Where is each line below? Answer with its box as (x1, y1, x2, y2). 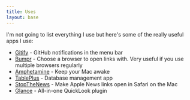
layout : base (6, 14, 39, 20)
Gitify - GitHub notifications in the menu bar (14, 49, 123, 56)
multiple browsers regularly (14, 61, 83, 69)
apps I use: (6, 37, 34, 44)
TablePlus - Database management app (14, 74, 113, 81)
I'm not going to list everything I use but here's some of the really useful (6, 31, 184, 38)
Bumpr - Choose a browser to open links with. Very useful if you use (14, 55, 184, 62)
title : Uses (6, 8, 36, 15)
